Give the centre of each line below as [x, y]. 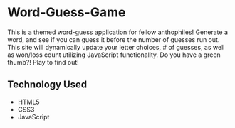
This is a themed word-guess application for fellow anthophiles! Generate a [117, 32]
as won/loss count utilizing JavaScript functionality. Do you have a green [114, 55]
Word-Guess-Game [67, 12]
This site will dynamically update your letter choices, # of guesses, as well [116, 47]
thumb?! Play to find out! [43, 62]
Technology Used [47, 85]
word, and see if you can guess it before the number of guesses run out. [114, 39]
